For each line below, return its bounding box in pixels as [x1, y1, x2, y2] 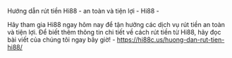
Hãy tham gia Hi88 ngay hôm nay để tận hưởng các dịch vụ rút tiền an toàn [7, 21, 226, 28]
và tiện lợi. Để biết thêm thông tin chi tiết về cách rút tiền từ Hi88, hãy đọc [7, 28, 221, 36]
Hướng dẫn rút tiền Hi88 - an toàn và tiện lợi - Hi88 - [7, 7, 160, 15]
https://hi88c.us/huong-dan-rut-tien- [116, 35, 225, 44]
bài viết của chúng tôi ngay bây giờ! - [7, 35, 116, 44]
